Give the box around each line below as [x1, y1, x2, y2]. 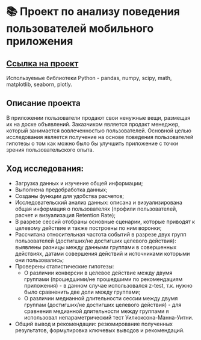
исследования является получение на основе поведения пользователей [6, 133, 194, 140]
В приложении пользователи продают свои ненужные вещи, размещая [6, 114, 191, 121]
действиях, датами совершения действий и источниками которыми [14, 250, 191, 257]
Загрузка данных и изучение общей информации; [14, 179, 143, 187]
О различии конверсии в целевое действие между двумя [23, 269, 173, 276]
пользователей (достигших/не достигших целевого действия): [14, 237, 176, 244]
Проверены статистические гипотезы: [14, 262, 114, 270]
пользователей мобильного [6, 22, 154, 36]
